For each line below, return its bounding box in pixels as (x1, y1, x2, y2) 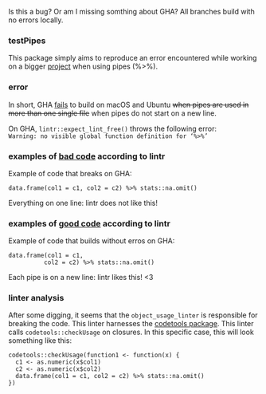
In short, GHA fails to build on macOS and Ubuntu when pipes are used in (8, 100, 249, 109)
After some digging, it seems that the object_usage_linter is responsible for (8, 310, 258, 320)
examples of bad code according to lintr (8, 151, 166, 162)
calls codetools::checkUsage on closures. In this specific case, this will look (8, 327, 255, 337)
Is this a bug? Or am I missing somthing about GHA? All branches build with (8, 7, 255, 16)
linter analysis (8, 293, 65, 304)
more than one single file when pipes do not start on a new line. (8, 108, 217, 118)
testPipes (8, 35, 46, 46)
